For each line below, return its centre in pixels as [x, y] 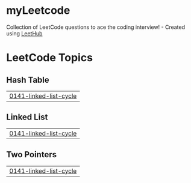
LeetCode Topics [50, 58]
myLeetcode [38, 10]
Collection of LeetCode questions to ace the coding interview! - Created [96, 27]
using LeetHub [24, 33]
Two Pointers [32, 154]
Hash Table [28, 79]
